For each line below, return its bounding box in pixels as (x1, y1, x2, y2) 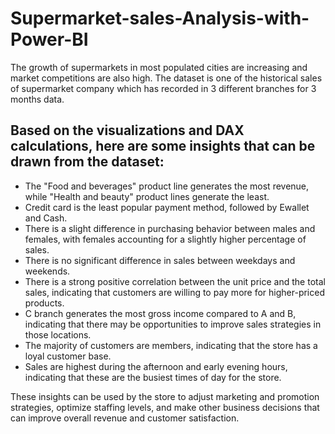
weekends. (24, 265, 71, 277)
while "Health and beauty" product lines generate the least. (24, 190, 270, 202)
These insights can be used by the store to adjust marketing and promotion (10, 390, 320, 402)
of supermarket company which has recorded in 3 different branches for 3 (10, 82, 317, 94)
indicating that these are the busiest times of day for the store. (24, 371, 282, 383)
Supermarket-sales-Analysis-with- (10, 7, 310, 30)
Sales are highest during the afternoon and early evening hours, (24, 360, 288, 372)
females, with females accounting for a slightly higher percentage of (24, 233, 307, 245)
